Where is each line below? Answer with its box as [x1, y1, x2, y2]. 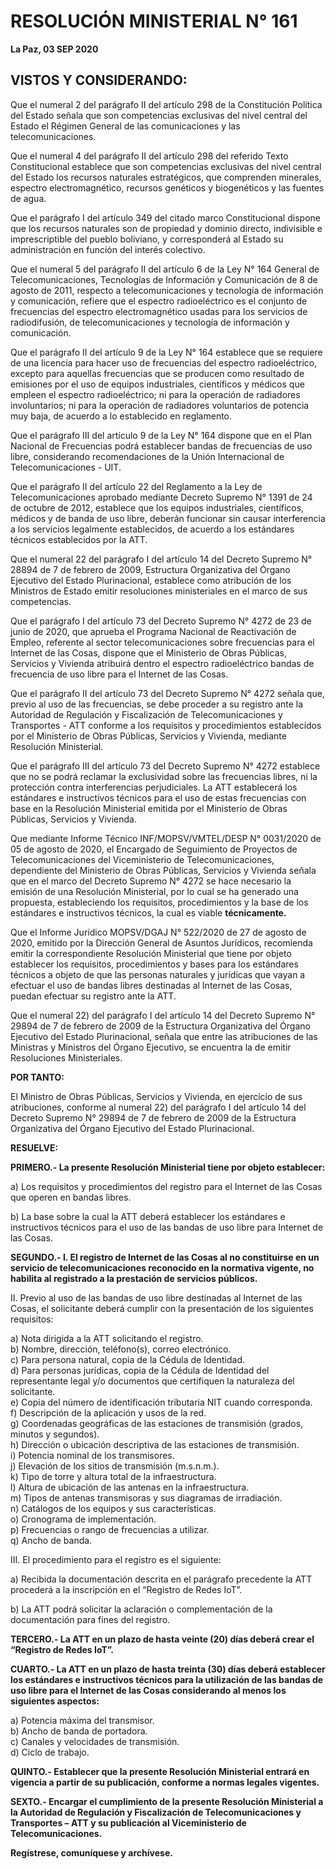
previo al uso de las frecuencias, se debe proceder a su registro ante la [10, 698, 304, 710]
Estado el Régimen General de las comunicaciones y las [10, 120, 241, 132]
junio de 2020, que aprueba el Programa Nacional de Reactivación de [10, 625, 297, 637]
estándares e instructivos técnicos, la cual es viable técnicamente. [10, 906, 287, 919]
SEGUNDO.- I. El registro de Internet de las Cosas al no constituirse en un [10, 1251, 320, 1263]
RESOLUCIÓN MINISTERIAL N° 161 [10, 10, 298, 33]
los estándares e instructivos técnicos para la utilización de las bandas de [10, 1673, 324, 1685]
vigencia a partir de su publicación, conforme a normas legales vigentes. [10, 1776, 320, 1788]
